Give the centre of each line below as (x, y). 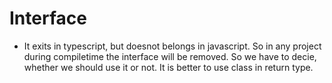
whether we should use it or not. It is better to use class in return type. (168, 67)
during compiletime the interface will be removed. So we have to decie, (170, 56)
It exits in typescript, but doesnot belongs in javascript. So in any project (172, 46)
